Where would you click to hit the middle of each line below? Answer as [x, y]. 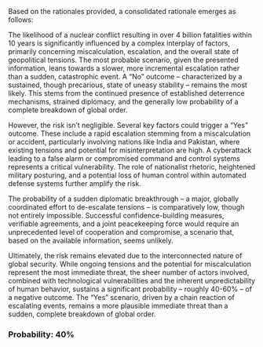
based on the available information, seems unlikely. [91, 240]
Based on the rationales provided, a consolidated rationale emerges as [122, 11]
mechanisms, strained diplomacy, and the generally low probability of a [123, 102]
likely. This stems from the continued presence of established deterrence [126, 93]
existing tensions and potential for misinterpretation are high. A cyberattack [130, 150]
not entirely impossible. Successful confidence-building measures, [116, 216]
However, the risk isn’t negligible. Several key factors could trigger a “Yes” [128, 125]
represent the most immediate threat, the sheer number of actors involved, [129, 272]
